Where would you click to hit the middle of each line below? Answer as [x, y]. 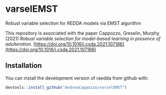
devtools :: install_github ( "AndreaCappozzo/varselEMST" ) [66, 87]
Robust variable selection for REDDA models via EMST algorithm [73, 23]
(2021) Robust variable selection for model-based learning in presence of [83, 39]
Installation [24, 65]
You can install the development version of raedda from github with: [77, 78]
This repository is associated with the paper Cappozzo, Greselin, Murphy [82, 33]
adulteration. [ [20, 44]
